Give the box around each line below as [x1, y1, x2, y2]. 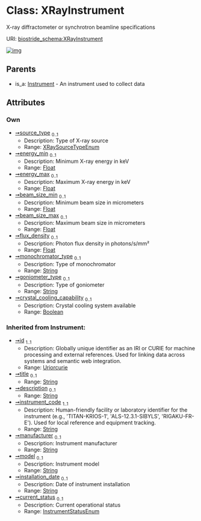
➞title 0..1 [14, 370, 37, 379]
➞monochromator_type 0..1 [14, 253, 81, 261]
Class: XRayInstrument [6, 4, 125, 17]
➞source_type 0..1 [14, 129, 59, 138]
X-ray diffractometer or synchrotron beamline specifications [6, 23, 155, 31]
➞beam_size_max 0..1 [14, 212, 67, 220]
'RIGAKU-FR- [161, 413, 194, 420]
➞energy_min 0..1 [14, 150, 57, 159]
